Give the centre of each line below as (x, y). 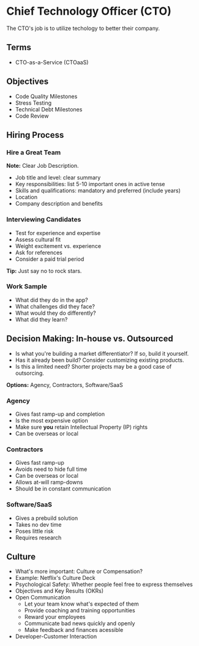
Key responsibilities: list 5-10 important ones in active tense (90, 184)
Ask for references (39, 252)
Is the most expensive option (51, 420)
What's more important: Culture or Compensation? (79, 571)
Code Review (32, 116)
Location (26, 197)
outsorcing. (30, 373)
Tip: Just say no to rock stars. (44, 271)
